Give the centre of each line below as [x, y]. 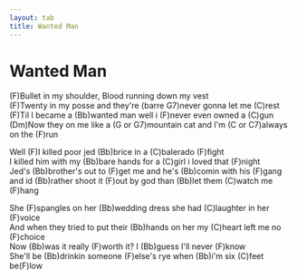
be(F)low [26, 266]
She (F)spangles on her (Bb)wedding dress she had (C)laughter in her [139, 208]
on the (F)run [34, 135]
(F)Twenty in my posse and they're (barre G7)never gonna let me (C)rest [145, 106]
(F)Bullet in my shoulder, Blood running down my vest [109, 96]
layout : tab [32, 18]
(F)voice [25, 217]
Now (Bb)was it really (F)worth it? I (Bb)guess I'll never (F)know [128, 246]
